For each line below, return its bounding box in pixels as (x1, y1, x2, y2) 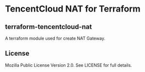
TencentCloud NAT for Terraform (5, 3, 141, 14)
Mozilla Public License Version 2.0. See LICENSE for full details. (5, 62, 132, 68)
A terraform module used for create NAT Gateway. (5, 35, 106, 41)
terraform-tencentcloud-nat (5, 23, 92, 31)
